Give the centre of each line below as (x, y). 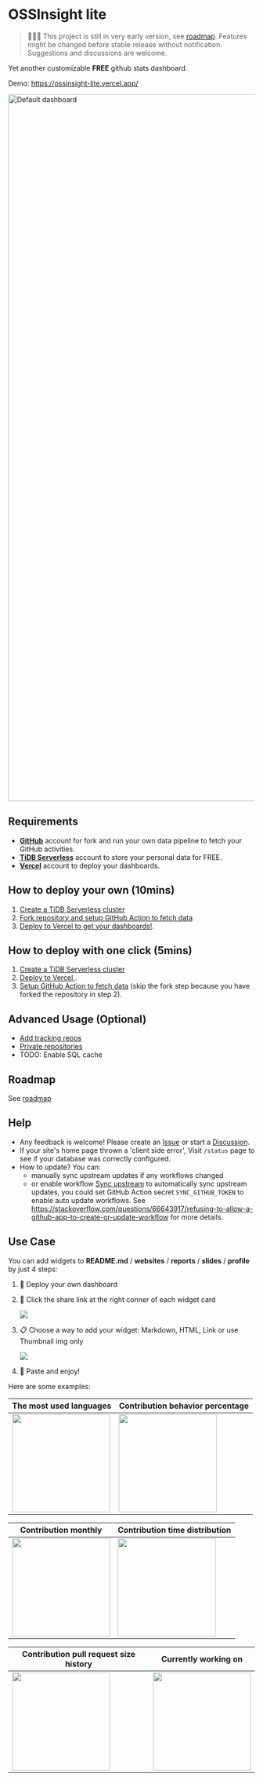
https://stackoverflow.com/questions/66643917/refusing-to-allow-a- (142, 1209)
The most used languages (62, 1406)
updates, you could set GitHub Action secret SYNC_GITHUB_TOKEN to (137, 1192)
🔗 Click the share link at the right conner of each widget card (117, 1299)
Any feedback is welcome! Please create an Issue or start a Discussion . (135, 1142)
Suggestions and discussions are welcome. (97, 53)
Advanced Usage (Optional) (77, 1019)
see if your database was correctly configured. (95, 1158)
